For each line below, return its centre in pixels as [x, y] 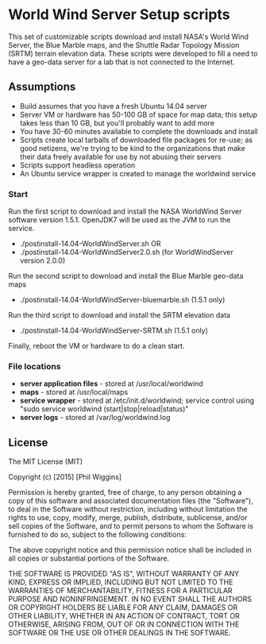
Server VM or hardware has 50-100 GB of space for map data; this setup [139, 114]
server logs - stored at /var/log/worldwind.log [95, 418]
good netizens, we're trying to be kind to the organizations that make [133, 148]
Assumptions [42, 87]
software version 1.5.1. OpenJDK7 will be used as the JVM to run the [120, 220]
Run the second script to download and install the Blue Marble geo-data [126, 276]
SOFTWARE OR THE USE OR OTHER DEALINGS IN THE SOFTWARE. [120, 633]
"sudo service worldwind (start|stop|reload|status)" [104, 409]
